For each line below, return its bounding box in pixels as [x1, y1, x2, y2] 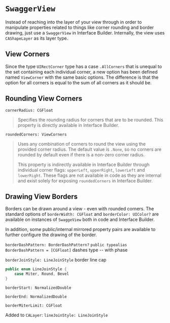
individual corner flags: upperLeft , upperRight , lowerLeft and [17, 167, 145, 173]
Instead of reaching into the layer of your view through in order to [5, 19, 142, 25]
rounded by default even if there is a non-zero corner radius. [17, 151, 145, 157]
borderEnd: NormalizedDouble [5, 294, 67, 299]
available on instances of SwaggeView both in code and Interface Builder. [5, 216, 155, 222]
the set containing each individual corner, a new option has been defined [5, 69, 158, 75]
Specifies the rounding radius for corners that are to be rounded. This [17, 116, 163, 123]
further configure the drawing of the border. [5, 232, 97, 238]
